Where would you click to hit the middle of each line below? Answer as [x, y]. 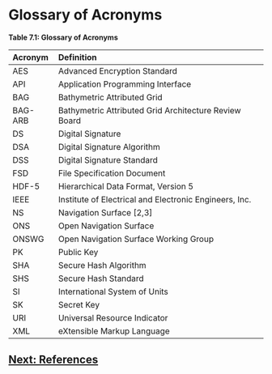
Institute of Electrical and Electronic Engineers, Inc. [155, 199]
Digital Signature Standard [108, 159]
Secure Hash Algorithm [102, 265]
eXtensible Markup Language [114, 331]
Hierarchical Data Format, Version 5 [126, 186]
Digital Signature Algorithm [109, 147]
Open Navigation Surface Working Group [136, 239]
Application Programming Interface [125, 84]
